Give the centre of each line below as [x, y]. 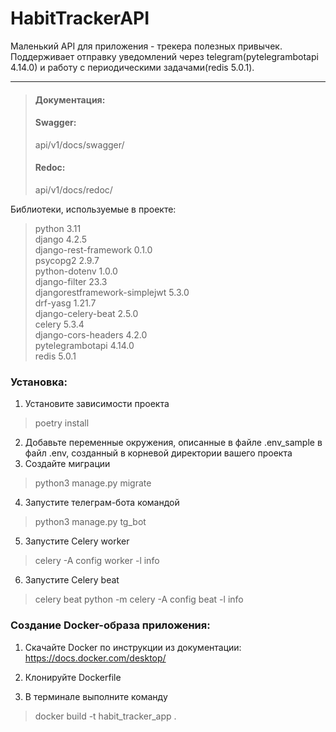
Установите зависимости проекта [97, 404]
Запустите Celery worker [77, 541]
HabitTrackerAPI [80, 18]
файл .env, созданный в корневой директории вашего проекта [158, 453]
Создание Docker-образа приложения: [110, 625]
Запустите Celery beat [72, 580]
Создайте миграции [67, 464]
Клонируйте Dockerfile [73, 677]
